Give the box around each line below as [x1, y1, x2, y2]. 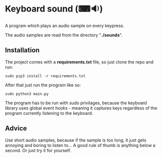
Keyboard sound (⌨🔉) [5, 3, 103, 15]
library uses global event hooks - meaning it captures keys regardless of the [5, 105, 158, 111]
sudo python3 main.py [5, 91, 49, 96]
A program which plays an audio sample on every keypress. [5, 22, 125, 29]
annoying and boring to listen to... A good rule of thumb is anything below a [5, 142, 156, 148]
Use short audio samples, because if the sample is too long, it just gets [5, 137, 146, 143]
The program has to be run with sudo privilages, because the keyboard [5, 100, 147, 106]
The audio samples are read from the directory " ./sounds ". [5, 32, 123, 38]
